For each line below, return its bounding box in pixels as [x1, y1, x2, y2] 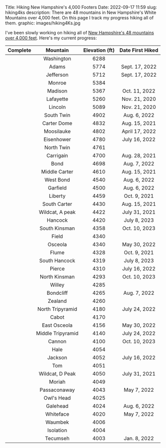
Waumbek [45, 419, 70, 426]
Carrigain [46, 152, 69, 159]
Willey [50, 281, 65, 288]
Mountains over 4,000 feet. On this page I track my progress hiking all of [5, 15, 154, 20]
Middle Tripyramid [36, 330, 79, 337]
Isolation [47, 427, 68, 434]
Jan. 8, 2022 [123, 435, 154, 442]
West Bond [44, 177, 71, 183]
